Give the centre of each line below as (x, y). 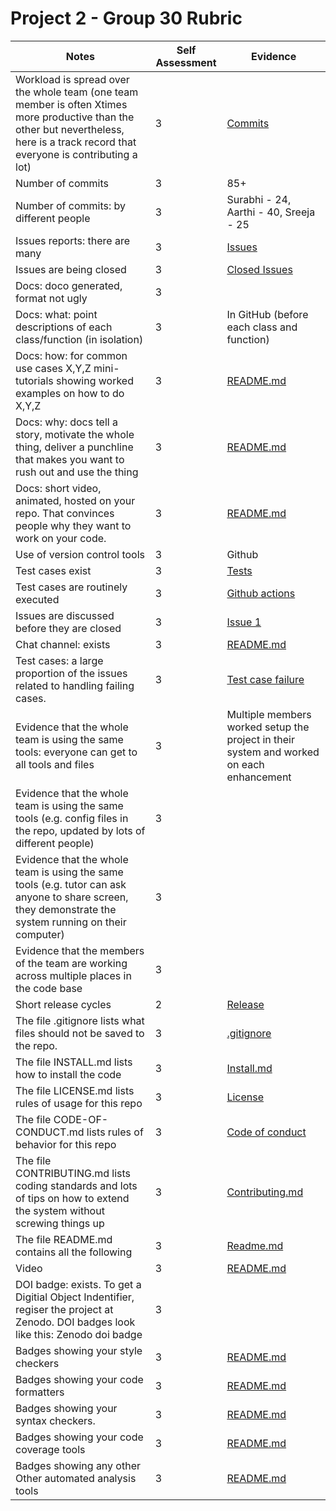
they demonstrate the (66, 909)
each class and (262, 327)
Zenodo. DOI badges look (75, 1322)
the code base (49, 988)
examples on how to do (70, 393)
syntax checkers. (55, 1420)
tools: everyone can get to (76, 752)
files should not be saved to (80, 1033)
